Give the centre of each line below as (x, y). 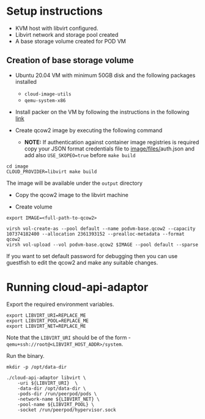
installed (26, 81)
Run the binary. (25, 355)
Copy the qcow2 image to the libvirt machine (72, 195)
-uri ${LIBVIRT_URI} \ (48, 383)
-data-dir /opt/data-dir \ (52, 388)
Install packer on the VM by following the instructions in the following (102, 112)
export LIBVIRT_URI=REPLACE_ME (46, 315)
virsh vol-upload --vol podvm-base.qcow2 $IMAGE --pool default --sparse (102, 245)
